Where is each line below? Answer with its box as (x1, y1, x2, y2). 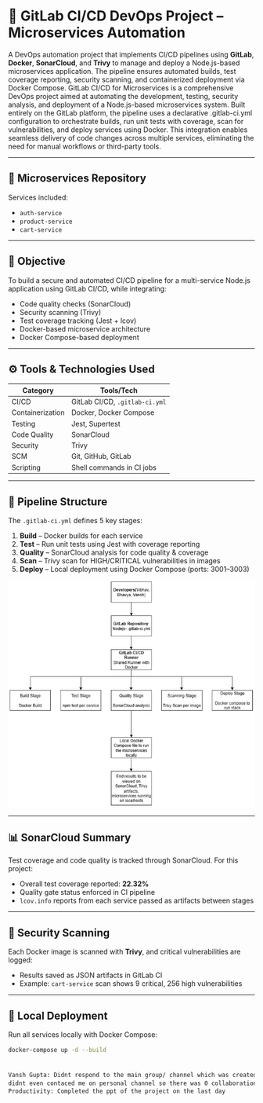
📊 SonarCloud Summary (8, 831, 131, 845)
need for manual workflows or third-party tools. (8, 141, 162, 151)
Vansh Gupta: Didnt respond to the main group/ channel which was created (8, 1071, 258, 1079)
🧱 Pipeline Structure (8, 495, 108, 508)
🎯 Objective (8, 255, 66, 268)
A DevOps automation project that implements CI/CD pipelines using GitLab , (8, 49, 254, 59)
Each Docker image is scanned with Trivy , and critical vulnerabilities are (8, 947, 241, 957)
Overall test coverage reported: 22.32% (19, 879, 150, 889)
